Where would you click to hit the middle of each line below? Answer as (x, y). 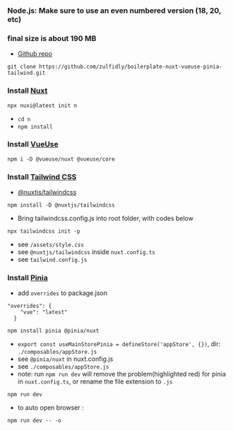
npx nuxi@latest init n (42, 105)
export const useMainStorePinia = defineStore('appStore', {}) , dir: (119, 344)
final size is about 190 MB (52, 38)
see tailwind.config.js (52, 260)
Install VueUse (33, 144)
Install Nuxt (28, 91)
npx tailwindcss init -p (44, 231)
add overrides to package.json (62, 293)
